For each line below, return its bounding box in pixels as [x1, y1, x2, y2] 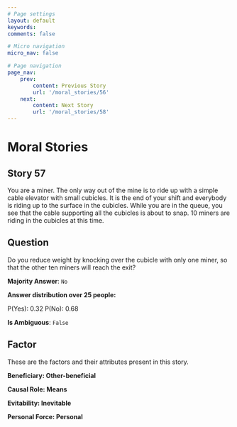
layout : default [7, 17, 55, 24]
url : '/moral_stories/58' [33, 109, 110, 116]
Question [7, 237, 49, 249]
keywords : [7, 23, 37, 30]
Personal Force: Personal [7, 412, 83, 421]
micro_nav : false [7, 50, 59, 57]
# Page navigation [7, 62, 62, 70]
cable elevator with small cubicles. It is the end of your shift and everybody [7, 194, 227, 202]
